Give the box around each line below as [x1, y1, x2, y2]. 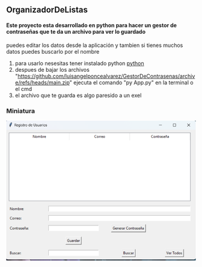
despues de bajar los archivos [14, 66, 90, 73]
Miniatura [6, 107, 35, 115]
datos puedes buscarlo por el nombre [6, 48, 100, 55]
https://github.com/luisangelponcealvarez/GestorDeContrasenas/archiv [17, 72, 195, 80]
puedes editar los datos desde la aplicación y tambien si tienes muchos [6, 42, 183, 49]
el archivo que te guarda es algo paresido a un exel [14, 92, 142, 99]
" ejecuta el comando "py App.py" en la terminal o [69, 78, 194, 86]
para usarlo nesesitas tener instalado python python [14, 60, 144, 67]
